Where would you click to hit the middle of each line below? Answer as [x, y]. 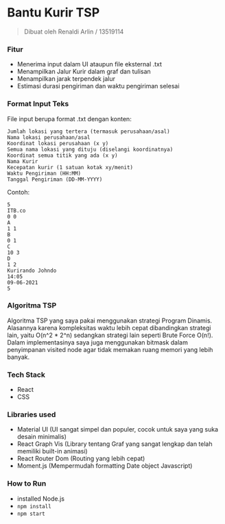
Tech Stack [26, 375]
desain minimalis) [42, 437]
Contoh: [19, 192]
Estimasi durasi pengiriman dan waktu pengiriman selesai [98, 86]
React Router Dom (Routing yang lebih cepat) [81, 459]
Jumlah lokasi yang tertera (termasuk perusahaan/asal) [88, 132]
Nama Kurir [23, 161]
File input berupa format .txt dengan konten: [69, 118]
